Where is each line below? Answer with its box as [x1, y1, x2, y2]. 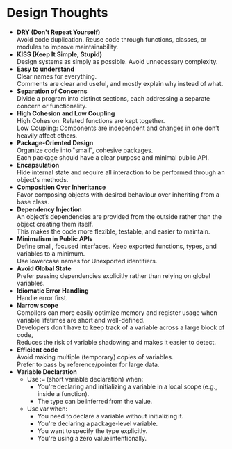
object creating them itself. [16, 220, 94, 228]
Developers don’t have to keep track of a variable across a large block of [16, 323, 225, 332]
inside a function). [37, 389, 90, 398]
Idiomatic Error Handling [16, 286, 89, 295]
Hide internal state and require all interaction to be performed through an [16, 168, 225, 177]
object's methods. [16, 175, 69, 183]
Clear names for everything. [16, 72, 97, 81]
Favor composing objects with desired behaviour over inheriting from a [16, 190, 220, 199]
